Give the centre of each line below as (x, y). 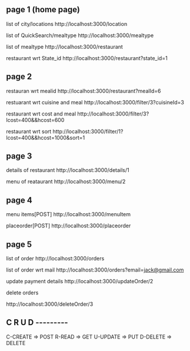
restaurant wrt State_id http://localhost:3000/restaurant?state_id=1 (87, 58)
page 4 (19, 200)
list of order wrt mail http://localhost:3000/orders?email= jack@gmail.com (95, 270)
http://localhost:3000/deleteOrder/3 (50, 304)
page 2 (19, 77)
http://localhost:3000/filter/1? (88, 131)
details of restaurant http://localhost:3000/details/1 (68, 170)
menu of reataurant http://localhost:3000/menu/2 (66, 181)
